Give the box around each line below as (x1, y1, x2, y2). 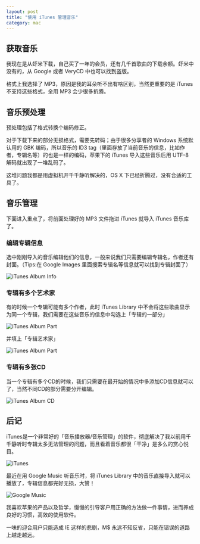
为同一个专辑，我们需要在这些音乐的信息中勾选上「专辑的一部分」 (6, 311, 168, 318)
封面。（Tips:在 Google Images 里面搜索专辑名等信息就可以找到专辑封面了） (6, 261, 192, 268)
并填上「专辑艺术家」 (6, 335, 58, 343)
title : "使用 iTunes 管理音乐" (6, 14, 79, 20)
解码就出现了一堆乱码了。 (6, 159, 69, 166)
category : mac (6, 20, 42, 26)
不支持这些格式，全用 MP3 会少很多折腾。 (6, 88, 110, 95)
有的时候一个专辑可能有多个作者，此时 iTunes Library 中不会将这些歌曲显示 (6, 303, 190, 310)
